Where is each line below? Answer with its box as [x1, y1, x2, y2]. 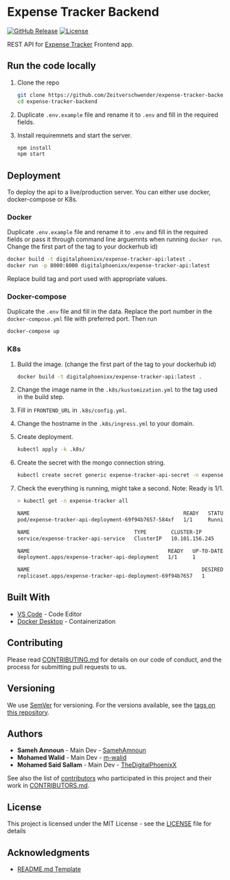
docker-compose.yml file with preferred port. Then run [7, 315, 157, 323]
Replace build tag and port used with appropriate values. [7, 275, 168, 283]
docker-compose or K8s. [7, 195, 78, 203]
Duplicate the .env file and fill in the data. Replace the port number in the [7, 307, 213, 316]
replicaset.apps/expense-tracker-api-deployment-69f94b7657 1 [16, 573, 205, 580]
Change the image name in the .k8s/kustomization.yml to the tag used [16, 385, 218, 394]
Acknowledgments [7, 846, 91, 859]
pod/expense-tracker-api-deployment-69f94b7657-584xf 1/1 [16, 516, 193, 523]
